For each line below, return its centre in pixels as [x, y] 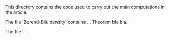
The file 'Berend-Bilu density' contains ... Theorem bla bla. [66, 22]
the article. [17, 12]
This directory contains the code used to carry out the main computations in [85, 7]
